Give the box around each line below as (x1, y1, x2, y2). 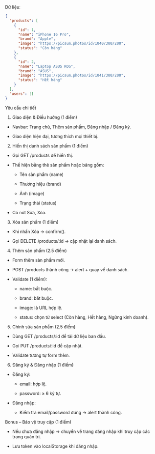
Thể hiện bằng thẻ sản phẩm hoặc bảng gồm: (12, 162, 104, 168)
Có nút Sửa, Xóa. (12, 209, 46, 215)
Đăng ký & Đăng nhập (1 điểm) (12, 362, 74, 368)
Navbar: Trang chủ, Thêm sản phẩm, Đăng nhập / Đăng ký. (12, 124, 131, 130)
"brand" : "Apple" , (18, 36, 56, 41)
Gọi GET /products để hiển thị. (12, 152, 73, 158)
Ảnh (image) (19, 190, 45, 196)
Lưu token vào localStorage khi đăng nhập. (12, 443, 99, 449)
